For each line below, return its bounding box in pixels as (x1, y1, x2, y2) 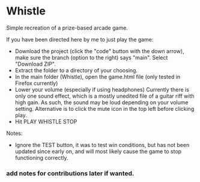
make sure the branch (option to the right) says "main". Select (14, 54, 168, 61)
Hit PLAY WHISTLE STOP (14, 118, 77, 125)
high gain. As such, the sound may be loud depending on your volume (14, 98, 189, 106)
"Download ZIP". (14, 60, 56, 67)
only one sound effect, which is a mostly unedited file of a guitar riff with (14, 92, 195, 99)
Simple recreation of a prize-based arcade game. (6, 24, 128, 31)
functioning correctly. (14, 154, 68, 161)
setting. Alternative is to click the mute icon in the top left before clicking (14, 105, 195, 112)
